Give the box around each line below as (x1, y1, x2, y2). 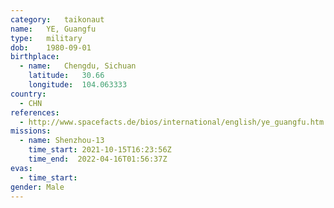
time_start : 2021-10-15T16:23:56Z (28, 145, 172, 155)
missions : (10, 126, 52, 136)
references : (10, 107, 60, 118)
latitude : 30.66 (28, 71, 105, 81)
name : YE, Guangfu (10, 24, 97, 34)
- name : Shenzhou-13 (19, 136, 105, 146)
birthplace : (10, 52, 60, 62)
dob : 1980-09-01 (10, 42, 92, 53)
